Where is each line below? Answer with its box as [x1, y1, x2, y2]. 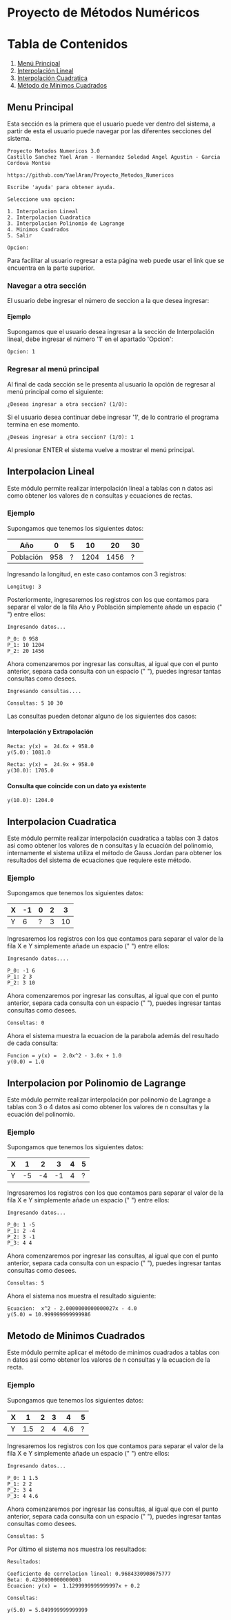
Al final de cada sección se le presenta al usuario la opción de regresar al [7, 380, 216, 388]
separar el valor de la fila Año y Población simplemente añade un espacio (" [7, 603, 223, 611]
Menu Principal [7, 101, 74, 113]
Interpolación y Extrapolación [7, 728, 94, 736]
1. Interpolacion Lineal [7, 208, 79, 215]
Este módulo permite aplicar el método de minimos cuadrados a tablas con [7, 1348, 220, 1357]
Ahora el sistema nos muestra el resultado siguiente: [7, 1292, 157, 1300]
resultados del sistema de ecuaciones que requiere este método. [7, 856, 192, 864]
